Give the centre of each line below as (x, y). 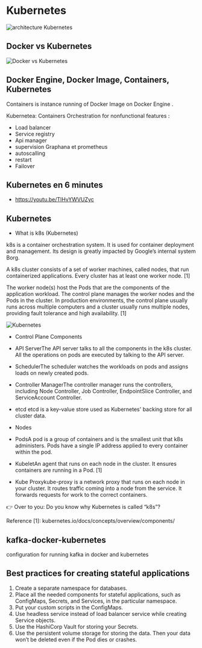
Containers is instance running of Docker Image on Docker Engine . (90, 104)
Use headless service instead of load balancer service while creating (101, 614)
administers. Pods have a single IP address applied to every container (101, 446)
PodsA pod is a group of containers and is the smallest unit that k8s (99, 439)
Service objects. (35, 620)
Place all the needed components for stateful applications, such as (98, 594)
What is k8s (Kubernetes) (46, 233)
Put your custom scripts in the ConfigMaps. (69, 607)
